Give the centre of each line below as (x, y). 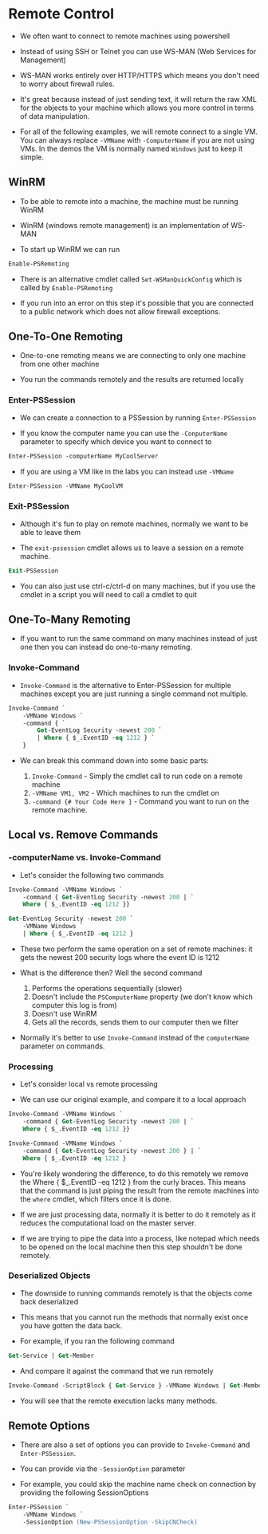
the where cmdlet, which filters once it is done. (95, 1199)
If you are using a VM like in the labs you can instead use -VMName (127, 471)
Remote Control (61, 14)
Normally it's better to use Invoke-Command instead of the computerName (134, 1037)
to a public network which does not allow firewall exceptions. (120, 311)
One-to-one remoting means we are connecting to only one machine (132, 356)
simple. (32, 157)
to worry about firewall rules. (67, 84)
